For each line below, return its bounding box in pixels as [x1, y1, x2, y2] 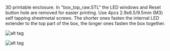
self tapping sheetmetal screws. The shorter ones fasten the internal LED [5, 15, 160, 21]
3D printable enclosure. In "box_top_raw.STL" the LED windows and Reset [5, 5, 161, 10]
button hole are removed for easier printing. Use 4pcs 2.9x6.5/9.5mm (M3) [5, 10, 163, 16]
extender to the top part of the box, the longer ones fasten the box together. [5, 20, 165, 26]
